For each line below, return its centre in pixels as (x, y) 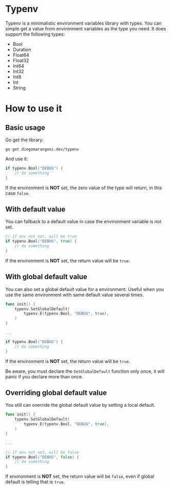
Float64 (21, 55)
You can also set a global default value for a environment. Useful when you (85, 289)
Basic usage (25, 127)
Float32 (21, 60)
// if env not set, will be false (42, 452)
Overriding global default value (56, 393)
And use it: (17, 159)
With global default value (46, 277)
